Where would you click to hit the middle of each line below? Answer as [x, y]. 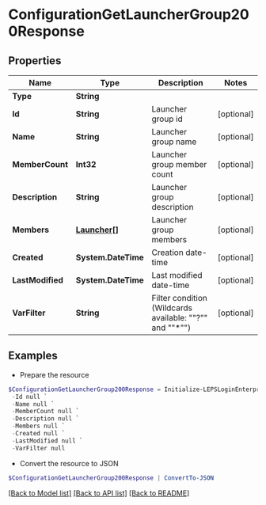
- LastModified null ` [47, 441]
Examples [33, 356]
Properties [35, 61]
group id [167, 119]
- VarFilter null [38, 448]
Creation [167, 252]
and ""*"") [171, 328]
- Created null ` [38, 434]
